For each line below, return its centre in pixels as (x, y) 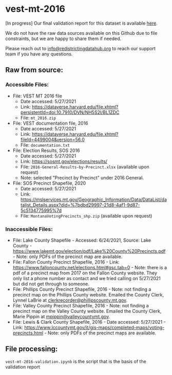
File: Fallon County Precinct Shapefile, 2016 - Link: (66, 262)
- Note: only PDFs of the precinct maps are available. (100, 333)
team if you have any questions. (39, 54)
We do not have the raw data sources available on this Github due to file (81, 33)
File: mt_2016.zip (38, 117)
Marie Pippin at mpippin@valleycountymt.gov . (61, 317)
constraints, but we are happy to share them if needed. (63, 38)
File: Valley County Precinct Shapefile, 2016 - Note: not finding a (81, 305)
